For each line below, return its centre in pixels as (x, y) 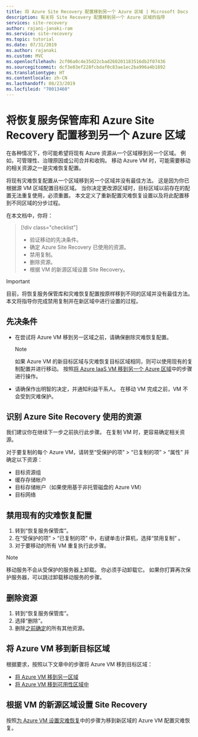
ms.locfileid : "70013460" (38, 89)
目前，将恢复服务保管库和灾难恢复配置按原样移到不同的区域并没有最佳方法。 (100, 293)
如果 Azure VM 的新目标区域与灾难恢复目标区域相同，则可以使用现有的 (101, 361)
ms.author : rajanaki (32, 51)
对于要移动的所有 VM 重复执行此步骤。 (62, 546)
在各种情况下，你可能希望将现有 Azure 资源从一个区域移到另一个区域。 (93, 153)
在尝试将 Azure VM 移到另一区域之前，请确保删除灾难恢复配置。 (93, 337)
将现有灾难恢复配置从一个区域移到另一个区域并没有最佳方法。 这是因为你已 (98, 180)
